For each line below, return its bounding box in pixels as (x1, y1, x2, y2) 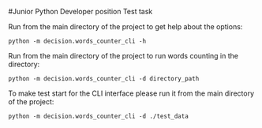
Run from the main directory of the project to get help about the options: (8, 22, 243, 31)
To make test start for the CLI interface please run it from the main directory (8, 88, 255, 98)
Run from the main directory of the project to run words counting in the (8, 51, 239, 60)
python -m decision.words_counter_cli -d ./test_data (8, 112, 189, 120)
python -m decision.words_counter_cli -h (8, 37, 147, 45)
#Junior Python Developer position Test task (8, 7, 153, 16)
